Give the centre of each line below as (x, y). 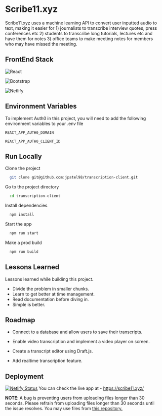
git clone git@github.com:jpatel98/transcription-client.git (74, 178)
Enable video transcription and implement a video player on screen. (81, 342)
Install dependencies (26, 206)
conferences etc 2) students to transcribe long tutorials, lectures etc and (79, 33)
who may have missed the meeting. (41, 44)
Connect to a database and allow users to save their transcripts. (77, 332)
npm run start (24, 233)
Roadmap (20, 320)
